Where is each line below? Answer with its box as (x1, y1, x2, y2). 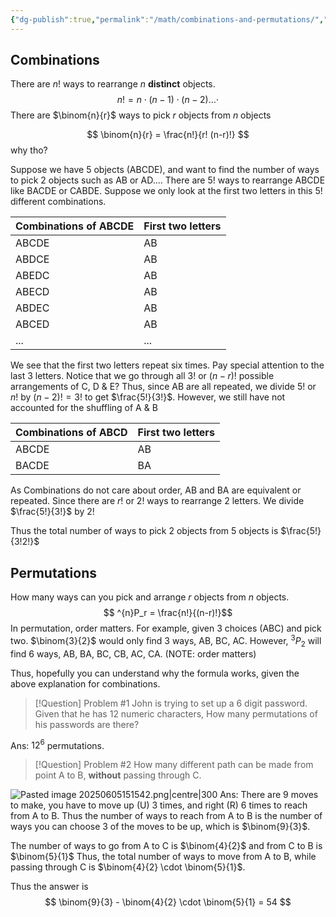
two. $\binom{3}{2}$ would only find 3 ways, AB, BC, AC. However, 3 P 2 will (10, 633, 322, 649)
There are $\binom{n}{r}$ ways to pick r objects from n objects (10, 109, 272, 121)
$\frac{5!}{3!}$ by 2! (10, 506, 95, 518)
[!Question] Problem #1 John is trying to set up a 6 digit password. (34, 697, 308, 709)
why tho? (10, 144, 48, 156)
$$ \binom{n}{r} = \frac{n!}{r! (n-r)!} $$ (86, 129, 250, 141)
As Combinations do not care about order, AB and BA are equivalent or (10, 484, 302, 496)
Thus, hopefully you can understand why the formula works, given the (10, 667, 300, 679)
